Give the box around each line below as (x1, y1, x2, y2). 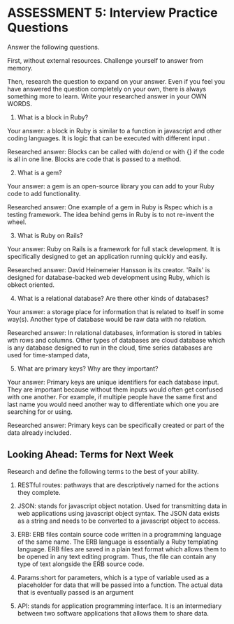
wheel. (7, 218, 27, 226)
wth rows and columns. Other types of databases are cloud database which (7, 336, 226, 344)
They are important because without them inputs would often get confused (7, 385, 224, 394)
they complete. (17, 488, 61, 496)
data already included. (7, 428, 72, 437)
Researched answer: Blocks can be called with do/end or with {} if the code (7, 147, 225, 156)
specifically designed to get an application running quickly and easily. (7, 252, 208, 260)
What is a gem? (17, 168, 62, 177)
